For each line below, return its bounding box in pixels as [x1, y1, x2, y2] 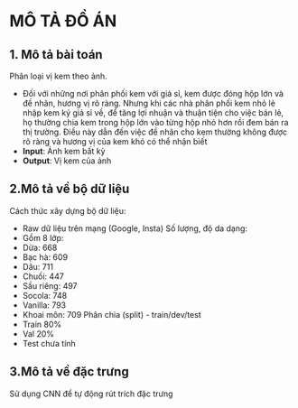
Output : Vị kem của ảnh [22, 155, 112, 166]
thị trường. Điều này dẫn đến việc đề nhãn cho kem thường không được [22, 126, 288, 137]
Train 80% [22, 319, 62, 329]
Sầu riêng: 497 [22, 280, 79, 291]
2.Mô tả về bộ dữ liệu [9, 181, 130, 197]
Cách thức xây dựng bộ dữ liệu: [9, 205, 126, 216]
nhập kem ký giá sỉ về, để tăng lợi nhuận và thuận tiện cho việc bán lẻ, [22, 107, 284, 118]
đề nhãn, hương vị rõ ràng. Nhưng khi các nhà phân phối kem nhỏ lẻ [22, 97, 275, 108]
